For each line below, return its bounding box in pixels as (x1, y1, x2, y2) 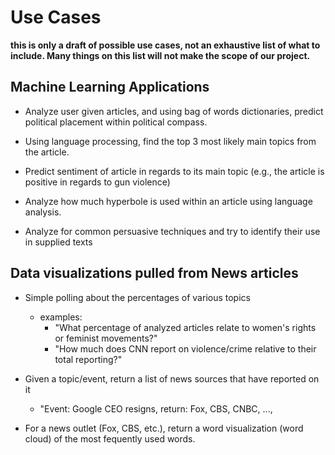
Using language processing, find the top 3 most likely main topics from (24, 135, 317, 147)
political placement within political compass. (24, 116, 208, 128)
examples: (39, 311, 83, 323)
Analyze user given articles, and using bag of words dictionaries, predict (24, 105, 324, 117)
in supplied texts (24, 236, 93, 248)
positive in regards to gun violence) (24, 176, 171, 188)
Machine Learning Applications (10, 79, 210, 96)
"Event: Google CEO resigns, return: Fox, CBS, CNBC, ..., (39, 402, 273, 415)
